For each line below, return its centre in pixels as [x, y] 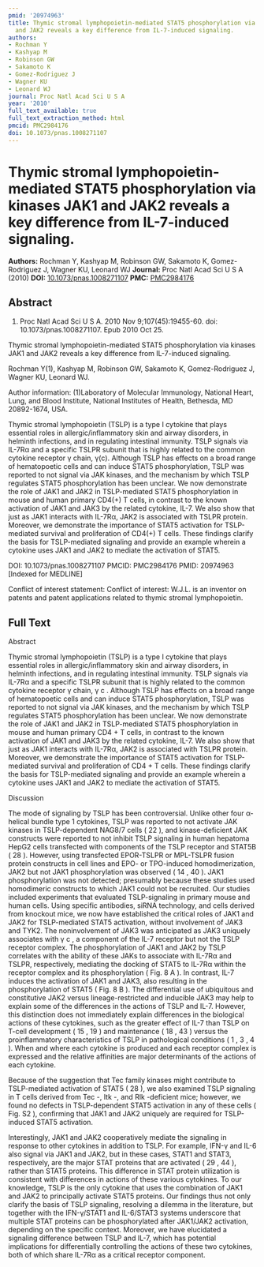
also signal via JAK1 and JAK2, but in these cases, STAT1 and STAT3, [120, 1154]
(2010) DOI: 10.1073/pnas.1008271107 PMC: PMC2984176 [101, 278]
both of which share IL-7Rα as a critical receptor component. [107, 1255]
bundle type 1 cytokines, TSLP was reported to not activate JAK [134, 822]
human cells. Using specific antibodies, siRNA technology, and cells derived [131, 905]
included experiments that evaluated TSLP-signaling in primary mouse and [129, 898]
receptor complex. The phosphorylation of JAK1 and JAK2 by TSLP [117, 947]
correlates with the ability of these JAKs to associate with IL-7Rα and [120, 956]
